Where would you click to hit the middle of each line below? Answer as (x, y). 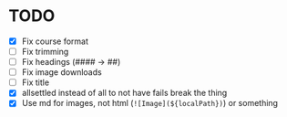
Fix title (36, 82)
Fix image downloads (61, 72)
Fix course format (55, 41)
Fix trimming (45, 52)
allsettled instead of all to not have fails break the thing (124, 93)
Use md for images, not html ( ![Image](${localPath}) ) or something (150, 103)
